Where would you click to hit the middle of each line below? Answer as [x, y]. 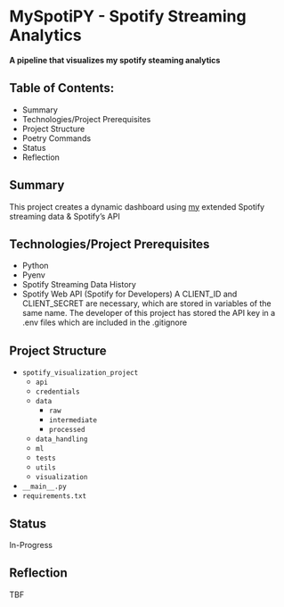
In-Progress [31, 545]
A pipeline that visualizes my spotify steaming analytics [115, 60]
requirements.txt [54, 496]
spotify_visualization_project [80, 373]
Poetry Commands [57, 138]
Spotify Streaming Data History [79, 285]
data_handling [61, 439]
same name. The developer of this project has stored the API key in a [149, 313]
